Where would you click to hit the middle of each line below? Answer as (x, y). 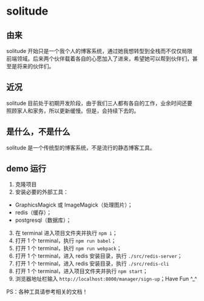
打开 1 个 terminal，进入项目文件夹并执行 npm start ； (81, 271)
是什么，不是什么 (38, 132)
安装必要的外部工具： (42, 192)
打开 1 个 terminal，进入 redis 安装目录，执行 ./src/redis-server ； (99, 256)
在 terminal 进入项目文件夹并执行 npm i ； (66, 233)
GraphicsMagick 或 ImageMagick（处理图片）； (74, 205)
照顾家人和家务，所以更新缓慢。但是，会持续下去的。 (73, 110)
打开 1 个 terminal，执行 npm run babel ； (66, 241)
